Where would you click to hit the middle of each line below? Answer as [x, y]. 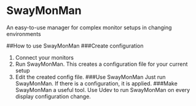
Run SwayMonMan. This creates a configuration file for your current [101, 64]
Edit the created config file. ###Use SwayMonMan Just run [90, 77]
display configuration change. [53, 96]
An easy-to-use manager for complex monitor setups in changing [89, 27]
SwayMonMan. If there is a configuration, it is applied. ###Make [96, 83]
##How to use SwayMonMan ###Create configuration [75, 46]
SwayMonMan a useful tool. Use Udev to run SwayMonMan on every [103, 90]
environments [24, 34]
